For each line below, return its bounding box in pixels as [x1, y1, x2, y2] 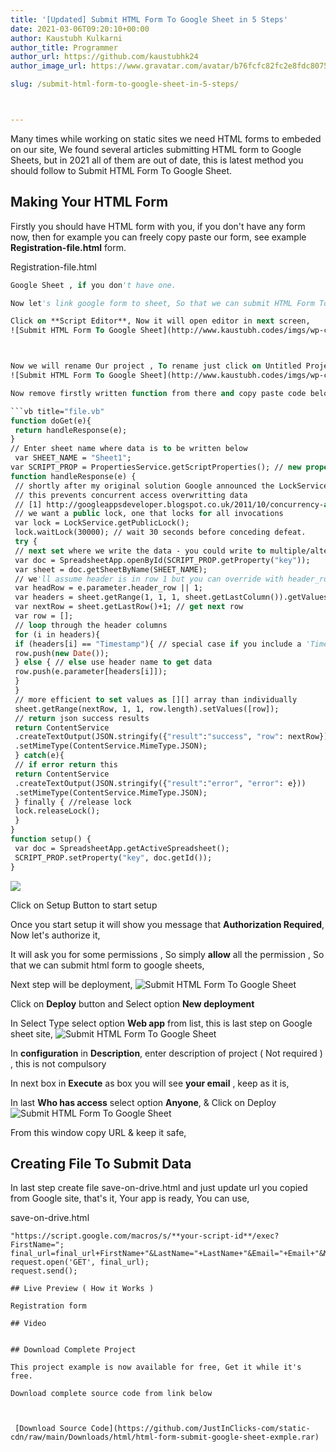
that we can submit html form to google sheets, [10, 959, 205, 971]
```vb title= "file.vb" [10, 406, 105, 416]
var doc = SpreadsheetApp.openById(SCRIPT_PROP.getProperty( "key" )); [14, 555, 311, 565]
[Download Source [14, 1424, 87, 1434]
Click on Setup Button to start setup [10, 899, 158, 911]
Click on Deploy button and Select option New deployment [10, 997, 255, 1010]
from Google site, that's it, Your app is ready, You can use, [10, 1192, 250, 1205]
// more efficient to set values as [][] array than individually [14, 694, 298, 705]
